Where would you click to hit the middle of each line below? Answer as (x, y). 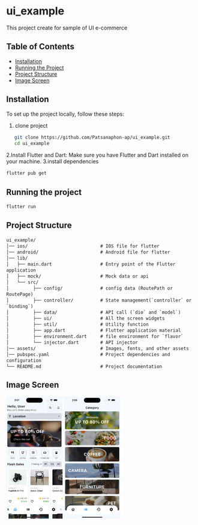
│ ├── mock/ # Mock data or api (77, 276)
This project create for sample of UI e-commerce (67, 28)
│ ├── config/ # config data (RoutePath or (89, 288)
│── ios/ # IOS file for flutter (83, 246)
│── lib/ (17, 258)
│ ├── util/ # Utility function (77, 324)
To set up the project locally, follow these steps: (65, 114)
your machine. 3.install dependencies (52, 161)
